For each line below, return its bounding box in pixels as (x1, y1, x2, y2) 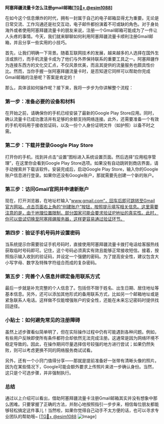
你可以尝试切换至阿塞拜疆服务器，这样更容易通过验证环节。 (5, 216, 125, 222)
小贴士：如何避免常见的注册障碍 (5, 317, 81, 324)
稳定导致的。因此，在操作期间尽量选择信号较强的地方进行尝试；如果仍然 (5, 341, 150, 347)
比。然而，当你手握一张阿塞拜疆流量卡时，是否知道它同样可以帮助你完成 (5, 68, 150, 74)
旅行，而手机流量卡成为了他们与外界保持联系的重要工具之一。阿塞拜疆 (13, 56, 155, 62)
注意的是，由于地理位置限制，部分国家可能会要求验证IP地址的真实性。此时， (5, 210, 159, 215)
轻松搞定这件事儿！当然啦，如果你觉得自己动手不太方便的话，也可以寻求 (9, 407, 155, 413)
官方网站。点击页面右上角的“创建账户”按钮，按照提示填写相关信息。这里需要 (5, 204, 159, 210)
